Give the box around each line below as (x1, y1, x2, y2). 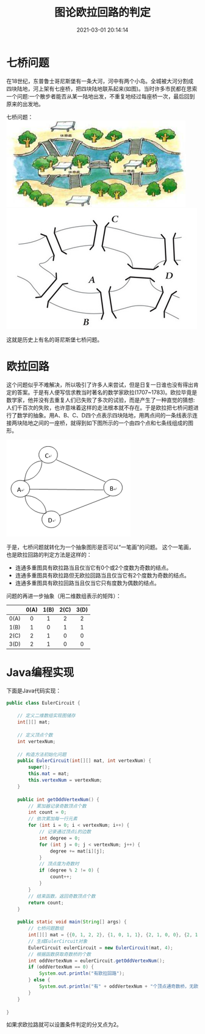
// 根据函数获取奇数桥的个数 (28, 951, 92, 957)
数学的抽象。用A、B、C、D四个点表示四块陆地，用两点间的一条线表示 (16, 411, 193, 419)
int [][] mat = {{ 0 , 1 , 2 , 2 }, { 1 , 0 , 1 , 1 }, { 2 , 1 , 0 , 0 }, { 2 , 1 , (28, 932, 201, 938)
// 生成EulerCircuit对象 (28, 938, 88, 944)
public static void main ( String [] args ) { (17, 919, 127, 925)
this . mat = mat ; (28, 771, 70, 777)
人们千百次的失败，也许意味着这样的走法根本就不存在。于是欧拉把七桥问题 (6, 404, 193, 411)
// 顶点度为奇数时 (38, 861, 79, 867)
